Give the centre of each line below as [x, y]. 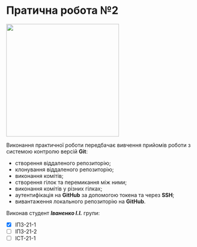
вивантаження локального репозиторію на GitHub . [80, 201]
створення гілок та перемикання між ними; [71, 182]
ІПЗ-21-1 [25, 224]
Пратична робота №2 [62, 11]
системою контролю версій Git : [47, 151]
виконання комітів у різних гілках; [59, 188]
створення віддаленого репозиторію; [63, 163]
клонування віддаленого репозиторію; [64, 169]
